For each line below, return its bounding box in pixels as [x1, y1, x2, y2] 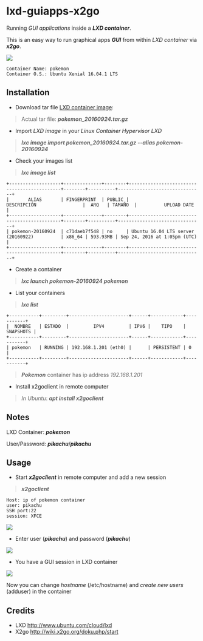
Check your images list [15, 157, 73, 164]
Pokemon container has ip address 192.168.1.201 [21, 371, 143, 378]
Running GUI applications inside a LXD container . [6, 24, 132, 32]
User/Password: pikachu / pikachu [6, 440, 92, 447]
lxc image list [21, 169, 56, 176]
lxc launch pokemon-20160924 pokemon [21, 277, 128, 285]
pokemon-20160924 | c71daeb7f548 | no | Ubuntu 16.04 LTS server [12, 228, 194, 234]
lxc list [21, 300, 38, 308]
